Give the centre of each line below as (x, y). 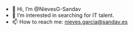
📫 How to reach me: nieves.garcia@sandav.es (70, 22)
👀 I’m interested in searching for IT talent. (63, 15)
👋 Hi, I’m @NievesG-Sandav (46, 9)
